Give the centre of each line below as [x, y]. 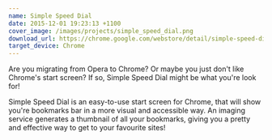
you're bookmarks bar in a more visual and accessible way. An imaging [127, 111]
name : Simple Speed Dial [50, 16]
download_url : [32, 38]
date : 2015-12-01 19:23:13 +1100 [65, 23]
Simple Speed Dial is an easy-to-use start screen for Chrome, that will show [135, 102]
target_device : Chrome [47, 46]
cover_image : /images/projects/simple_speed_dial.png [101, 31]
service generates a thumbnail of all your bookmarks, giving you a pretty [130, 119]
